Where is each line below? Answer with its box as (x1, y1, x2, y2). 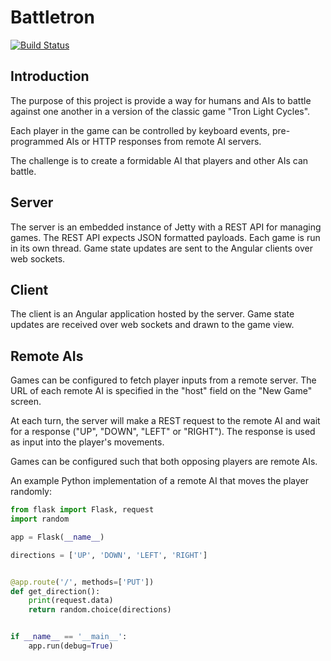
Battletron (10, 6, 95, 29)
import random (10, 514, 70, 525)
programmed (10, 135, 64, 147)
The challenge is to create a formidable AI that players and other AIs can (10, 154, 309, 166)
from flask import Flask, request (10, 505, 155, 515)
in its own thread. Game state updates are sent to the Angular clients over (10, 242, 313, 254)
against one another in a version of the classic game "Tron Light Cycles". (10, 105, 311, 117)
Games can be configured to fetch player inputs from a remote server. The (10, 374, 317, 386)
